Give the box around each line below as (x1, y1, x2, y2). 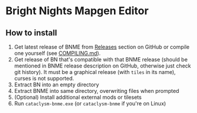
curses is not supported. (14, 75, 75, 82)
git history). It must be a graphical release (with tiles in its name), (14, 69, 176, 75)
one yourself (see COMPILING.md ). (14, 50, 101, 57)
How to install (5, 28, 58, 38)
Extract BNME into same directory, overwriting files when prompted (14, 88, 179, 94)
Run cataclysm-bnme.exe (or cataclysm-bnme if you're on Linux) (14, 100, 167, 107)
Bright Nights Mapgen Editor (5, 4, 149, 18)
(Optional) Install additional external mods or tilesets (14, 93, 142, 101)
